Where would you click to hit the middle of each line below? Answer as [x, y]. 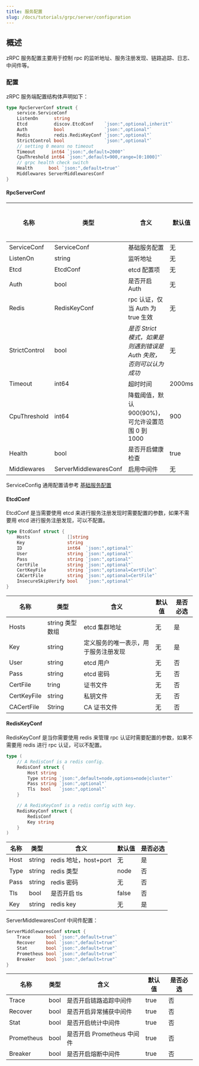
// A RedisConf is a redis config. [61, 762]
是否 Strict [142, 329]
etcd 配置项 [144, 270]
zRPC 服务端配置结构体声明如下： [47, 96]
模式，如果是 [146, 338]
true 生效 [140, 317]
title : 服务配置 [24, 12]
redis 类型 [64, 871]
